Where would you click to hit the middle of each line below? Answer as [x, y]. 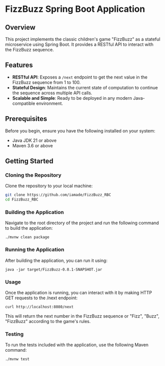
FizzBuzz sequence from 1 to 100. [46, 82]
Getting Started [29, 161]
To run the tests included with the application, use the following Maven [77, 345]
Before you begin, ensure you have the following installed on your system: [80, 131]
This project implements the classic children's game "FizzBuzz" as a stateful [83, 39]
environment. [49, 103]
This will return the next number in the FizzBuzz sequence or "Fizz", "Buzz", [82, 316]
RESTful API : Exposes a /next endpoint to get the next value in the [80, 77]
